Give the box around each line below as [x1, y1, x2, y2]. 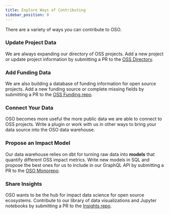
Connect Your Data [5, 104, 54, 112]
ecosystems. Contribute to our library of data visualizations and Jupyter [5, 197, 157, 203]
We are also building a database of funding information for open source [5, 80, 156, 87]
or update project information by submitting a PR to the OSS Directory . [5, 56, 154, 62]
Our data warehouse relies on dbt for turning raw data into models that [5, 151, 155, 157]
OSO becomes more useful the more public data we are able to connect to [5, 116, 162, 122]
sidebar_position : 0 [5, 12, 50, 17]
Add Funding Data [5, 69, 51, 76]
